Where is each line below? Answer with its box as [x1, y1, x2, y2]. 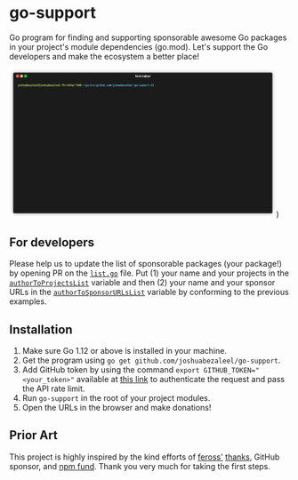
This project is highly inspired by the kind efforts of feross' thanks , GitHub [9, 452, 280, 462]
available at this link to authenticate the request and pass [76, 374, 286, 384]
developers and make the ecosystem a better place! [9, 51, 200, 61]
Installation [9, 322, 73, 337]
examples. [9, 296, 47, 307]
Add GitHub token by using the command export [21, 364, 200, 375]
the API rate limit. [21, 383, 85, 394]
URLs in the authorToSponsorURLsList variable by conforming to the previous [9, 287, 289, 298]
